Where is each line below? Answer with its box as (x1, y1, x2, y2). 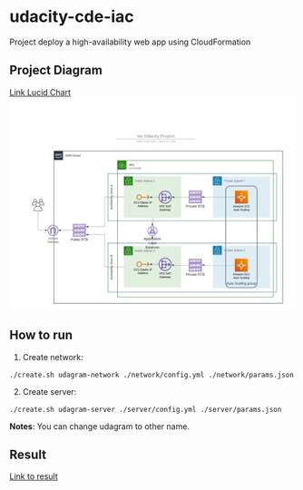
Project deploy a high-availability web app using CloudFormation (9, 36, 251, 47)
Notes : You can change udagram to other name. (9, 420, 191, 432)
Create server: (22, 386, 77, 397)
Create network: (22, 351, 83, 362)
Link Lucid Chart (9, 86, 71, 97)
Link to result (9, 471, 59, 482)
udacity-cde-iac (9, 6, 134, 27)
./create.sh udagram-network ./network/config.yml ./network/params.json (9, 370, 295, 379)
